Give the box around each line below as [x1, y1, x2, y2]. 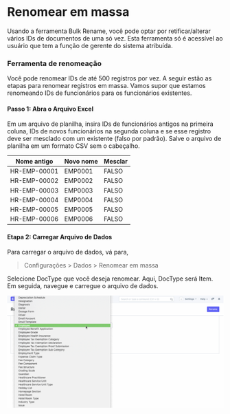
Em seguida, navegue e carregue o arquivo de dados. [7, 282, 159, 290]
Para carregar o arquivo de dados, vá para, [7, 248, 129, 257]
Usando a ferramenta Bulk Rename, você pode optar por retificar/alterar [7, 27, 211, 35]
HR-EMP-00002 [10, 177, 59, 185]
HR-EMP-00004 [10, 195, 59, 204]
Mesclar [104, 157, 128, 165]
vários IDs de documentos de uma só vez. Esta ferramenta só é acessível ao [7, 34, 223, 42]
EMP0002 [64, 177, 93, 185]
